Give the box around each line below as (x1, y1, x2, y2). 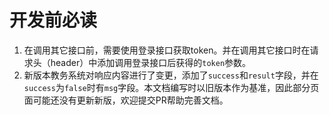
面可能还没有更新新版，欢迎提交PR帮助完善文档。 (23, 94, 229, 106)
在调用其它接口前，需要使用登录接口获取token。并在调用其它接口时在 (23, 44, 311, 56)
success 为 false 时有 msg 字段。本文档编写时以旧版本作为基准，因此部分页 (23, 81, 320, 93)
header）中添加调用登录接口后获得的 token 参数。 (50, 56, 252, 68)
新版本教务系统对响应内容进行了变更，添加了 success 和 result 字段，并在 (23, 69, 319, 81)
